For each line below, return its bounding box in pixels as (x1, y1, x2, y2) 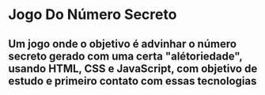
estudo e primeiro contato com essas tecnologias (8, 74, 257, 88)
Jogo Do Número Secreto (8, 6, 177, 24)
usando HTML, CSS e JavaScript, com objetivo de (8, 62, 258, 75)
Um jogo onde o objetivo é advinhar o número (8, 37, 237, 51)
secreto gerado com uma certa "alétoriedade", (8, 49, 243, 63)
